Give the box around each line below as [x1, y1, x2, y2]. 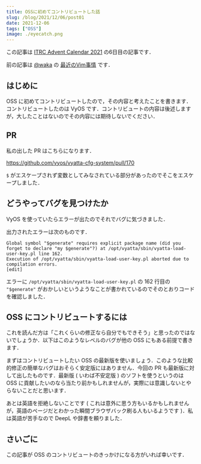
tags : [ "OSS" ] [6, 25, 42, 32]
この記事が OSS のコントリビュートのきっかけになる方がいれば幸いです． [6, 451, 188, 459]
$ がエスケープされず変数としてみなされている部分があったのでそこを [6, 171, 178, 179]
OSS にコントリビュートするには [6, 312, 127, 322]
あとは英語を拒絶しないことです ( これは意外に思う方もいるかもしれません [6, 400, 190, 407]
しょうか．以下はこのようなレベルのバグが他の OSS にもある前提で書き [16, 337, 193, 344]
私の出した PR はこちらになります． [6, 147, 95, 154]
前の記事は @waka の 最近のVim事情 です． [6, 61, 113, 69]
